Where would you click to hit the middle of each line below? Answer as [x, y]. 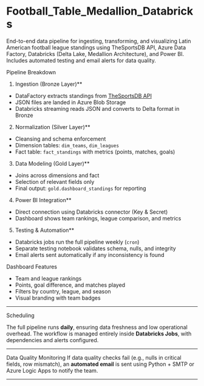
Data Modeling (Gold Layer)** [52, 163]
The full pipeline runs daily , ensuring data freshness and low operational [97, 327]
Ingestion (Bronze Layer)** [49, 84]
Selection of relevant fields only [55, 181]
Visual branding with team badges [58, 298]
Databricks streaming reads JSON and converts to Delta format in [97, 108]
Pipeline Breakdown [31, 72]
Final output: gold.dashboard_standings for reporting [81, 188]
